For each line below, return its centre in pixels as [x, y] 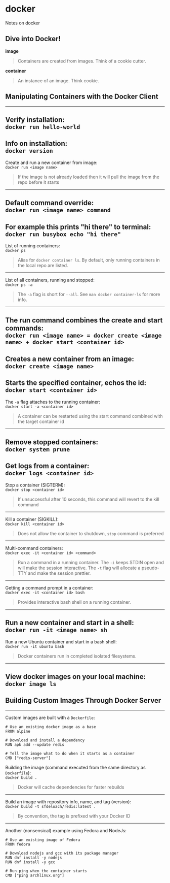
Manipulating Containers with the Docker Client [82, 97]
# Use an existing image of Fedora [43, 840]
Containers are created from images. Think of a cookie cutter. [82, 61]
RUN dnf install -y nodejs [34, 858]
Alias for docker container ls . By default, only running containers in [89, 260]
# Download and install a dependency [45, 740]
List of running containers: [33, 246]
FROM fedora [18, 844]
